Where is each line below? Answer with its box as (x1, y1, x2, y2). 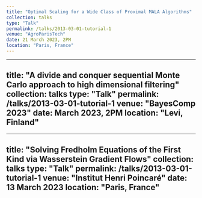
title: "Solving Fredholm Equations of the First (6, 145, 182, 155)
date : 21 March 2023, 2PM (6, 37, 71, 43)
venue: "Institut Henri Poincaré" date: (43, 173, 188, 184)
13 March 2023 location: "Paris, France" (6, 182, 160, 193)
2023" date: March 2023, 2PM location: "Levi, (6, 108, 183, 118)
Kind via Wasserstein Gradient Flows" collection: (6, 154, 194, 164)
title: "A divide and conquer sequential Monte (6, 70, 180, 81)
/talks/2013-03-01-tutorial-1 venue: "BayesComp (6, 99, 196, 109)
